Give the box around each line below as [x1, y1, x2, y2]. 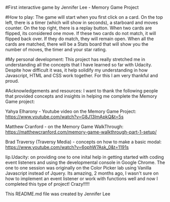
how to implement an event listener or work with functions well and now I [5, 176, 158, 182]
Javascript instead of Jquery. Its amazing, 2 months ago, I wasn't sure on [5, 170, 159, 176]
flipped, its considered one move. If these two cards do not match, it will [5, 30, 156, 36]
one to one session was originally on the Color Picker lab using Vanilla [5, 165, 152, 171]
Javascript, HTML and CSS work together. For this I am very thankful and [5, 73, 158, 78]
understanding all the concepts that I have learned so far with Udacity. [5, 62, 152, 68]
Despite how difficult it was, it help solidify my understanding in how [5, 67, 148, 73]
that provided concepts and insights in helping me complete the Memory [5, 93, 157, 99]
